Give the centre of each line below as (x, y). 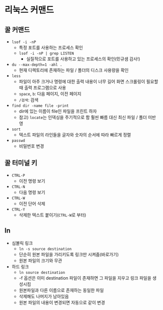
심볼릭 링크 (22, 243)
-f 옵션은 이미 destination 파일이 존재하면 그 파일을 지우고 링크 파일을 (85, 278)
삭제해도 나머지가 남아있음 (44, 296)
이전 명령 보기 (32, 181)
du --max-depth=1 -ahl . (37, 65)
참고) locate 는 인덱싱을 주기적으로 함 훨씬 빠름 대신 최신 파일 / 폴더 (83, 117)
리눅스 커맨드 (29, 10)
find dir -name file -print (40, 106)
